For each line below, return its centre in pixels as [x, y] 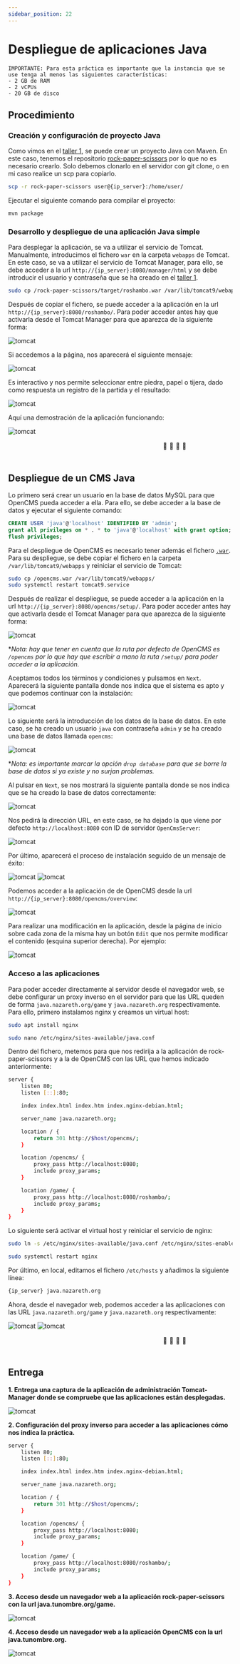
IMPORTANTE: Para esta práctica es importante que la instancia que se [116, 69]
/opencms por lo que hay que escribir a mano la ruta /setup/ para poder [113, 656]
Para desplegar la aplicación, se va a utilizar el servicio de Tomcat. [106, 248]
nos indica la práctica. [42, 1432]
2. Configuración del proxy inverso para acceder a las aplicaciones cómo [118, 1425]
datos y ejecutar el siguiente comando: [65, 510]
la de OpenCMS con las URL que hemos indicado [137, 1059]
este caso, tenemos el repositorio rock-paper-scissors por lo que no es [113, 158]
